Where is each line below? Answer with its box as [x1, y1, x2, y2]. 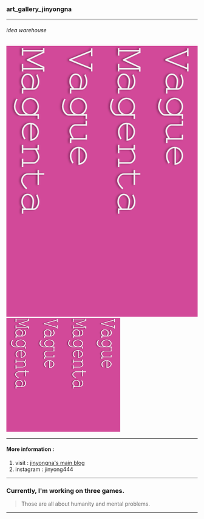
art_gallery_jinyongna [6, 5, 72, 13]
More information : [6, 445, 55, 453]
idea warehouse [6, 26, 47, 33]
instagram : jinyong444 [15, 466, 74, 473]
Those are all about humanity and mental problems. [21, 500, 151, 507]
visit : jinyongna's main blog [15, 459, 85, 467]
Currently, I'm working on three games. [6, 486, 124, 495]
